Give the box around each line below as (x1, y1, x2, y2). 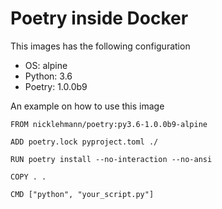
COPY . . (10, 172, 47, 182)
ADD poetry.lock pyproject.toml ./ (10, 137, 159, 147)
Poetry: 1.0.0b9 (24, 80, 88, 92)
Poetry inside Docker (10, 7, 189, 30)
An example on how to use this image (10, 100, 165, 112)
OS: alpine (24, 59, 68, 71)
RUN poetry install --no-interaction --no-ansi (10, 154, 213, 164)
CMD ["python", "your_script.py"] (10, 189, 155, 199)
